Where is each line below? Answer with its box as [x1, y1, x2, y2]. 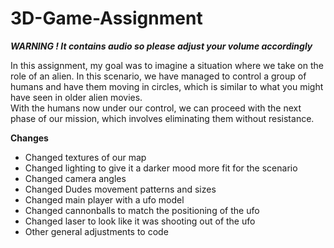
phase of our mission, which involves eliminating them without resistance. [10, 112, 315, 124]
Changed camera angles [24, 172, 127, 184]
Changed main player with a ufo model [24, 193, 185, 206]
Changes [10, 132, 49, 144]
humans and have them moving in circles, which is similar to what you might [10, 80, 324, 92]
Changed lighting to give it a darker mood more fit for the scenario [24, 162, 298, 174]
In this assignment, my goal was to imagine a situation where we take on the [10, 59, 324, 71]
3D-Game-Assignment [10, 7, 203, 30]
